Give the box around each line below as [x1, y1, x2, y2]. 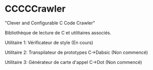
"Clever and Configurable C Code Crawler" [5, 20, 95, 26]
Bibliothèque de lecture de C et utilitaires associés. [5, 29, 112, 36]
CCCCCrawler [5, 3, 66, 15]
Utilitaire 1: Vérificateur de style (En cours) [5, 39, 93, 46]
